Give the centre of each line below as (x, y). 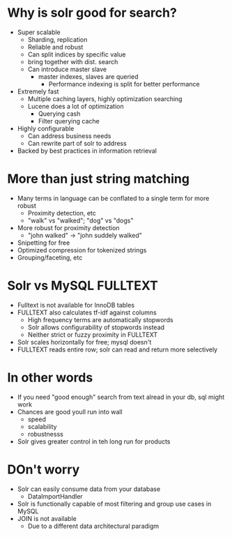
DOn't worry (44, 469)
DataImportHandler (55, 496)
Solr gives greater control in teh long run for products (94, 441)
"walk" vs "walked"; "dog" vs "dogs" (80, 220)
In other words (50, 377)
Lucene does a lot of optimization (76, 106)
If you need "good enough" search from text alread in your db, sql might (121, 397)
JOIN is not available (47, 518)
